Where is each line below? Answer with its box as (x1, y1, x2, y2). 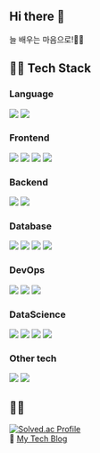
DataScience (9, 308, 66, 321)
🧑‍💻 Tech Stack (9, 60, 92, 77)
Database (9, 220, 52, 232)
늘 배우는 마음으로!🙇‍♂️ (9, 33, 85, 45)
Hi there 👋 (9, 9, 65, 24)
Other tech (9, 352, 57, 365)
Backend (9, 176, 49, 188)
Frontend (9, 131, 50, 144)
